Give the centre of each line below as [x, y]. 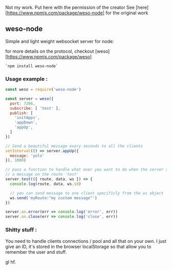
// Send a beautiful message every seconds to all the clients [74, 146]
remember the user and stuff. [36, 252]
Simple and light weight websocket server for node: [60, 41]
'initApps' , [27, 118]
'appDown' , [26, 122]
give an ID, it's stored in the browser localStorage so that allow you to [78, 246]
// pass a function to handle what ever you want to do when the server [84, 170]
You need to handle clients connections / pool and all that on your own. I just [86, 241]
